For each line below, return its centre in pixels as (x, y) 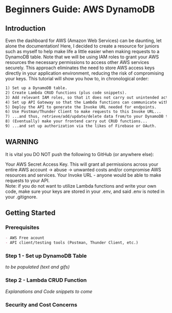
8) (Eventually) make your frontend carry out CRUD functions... (76, 121)
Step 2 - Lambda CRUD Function (46, 280)
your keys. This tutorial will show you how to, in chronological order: (77, 79)
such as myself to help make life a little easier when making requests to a (82, 51)
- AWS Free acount (25, 238)
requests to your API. (28, 181)
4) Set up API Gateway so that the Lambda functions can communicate (81, 102)
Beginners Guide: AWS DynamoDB (80, 9)
